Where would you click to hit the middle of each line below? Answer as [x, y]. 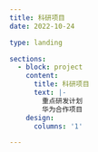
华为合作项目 [63, 109]
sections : [28, 59]
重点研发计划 [63, 100]
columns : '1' [58, 126]
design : [40, 118]
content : [42, 76]
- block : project [50, 67]
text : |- [50, 92]
